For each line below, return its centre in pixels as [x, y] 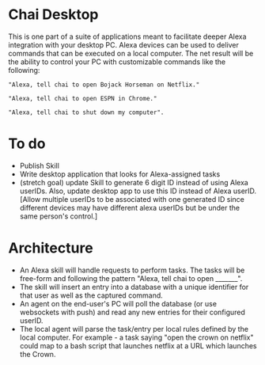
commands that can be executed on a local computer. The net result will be [131, 53]
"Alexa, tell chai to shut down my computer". [86, 112]
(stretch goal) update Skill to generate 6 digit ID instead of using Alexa [134, 182]
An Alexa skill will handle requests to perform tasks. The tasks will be [132, 270]
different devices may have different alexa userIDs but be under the [130, 207]
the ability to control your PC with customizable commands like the [117, 62]
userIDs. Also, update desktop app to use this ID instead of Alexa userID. [138, 191]
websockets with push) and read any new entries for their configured [132, 312]
